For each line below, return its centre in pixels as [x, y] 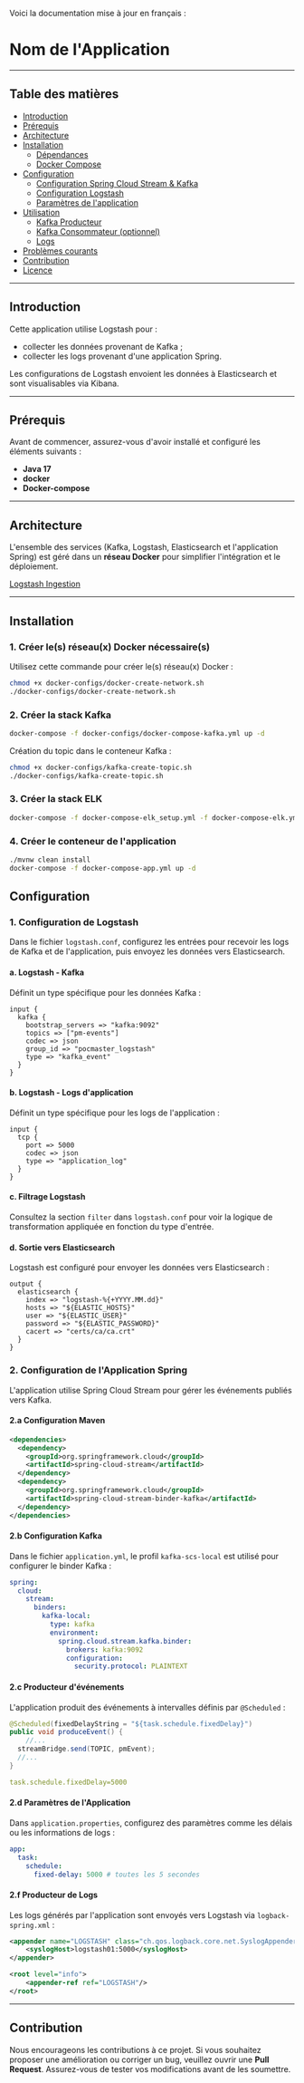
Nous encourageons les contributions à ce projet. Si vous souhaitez [135, 2049]
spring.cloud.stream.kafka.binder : [125, 1641]
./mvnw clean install [50, 860]
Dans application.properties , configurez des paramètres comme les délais [151, 1823]
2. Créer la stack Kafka [60, 715]
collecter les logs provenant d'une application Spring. [122, 356]
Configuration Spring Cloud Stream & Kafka [117, 183]
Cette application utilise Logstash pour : [84, 329]
